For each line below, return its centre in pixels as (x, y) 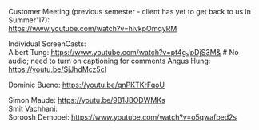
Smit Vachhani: (33, 108)
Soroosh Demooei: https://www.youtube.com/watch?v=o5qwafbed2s (123, 117)
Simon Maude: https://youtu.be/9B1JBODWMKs (87, 100)
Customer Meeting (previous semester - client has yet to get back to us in (130, 12)
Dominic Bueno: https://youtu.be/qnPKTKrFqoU (87, 85)
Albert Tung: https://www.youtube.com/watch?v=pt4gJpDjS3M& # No (124, 52)
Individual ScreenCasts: (47, 44)
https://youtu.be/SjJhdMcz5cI (57, 69)
